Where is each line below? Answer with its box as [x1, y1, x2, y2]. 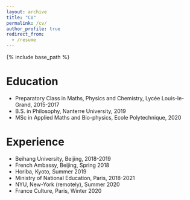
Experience [6, 135, 65, 149]
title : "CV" [6, 15, 36, 21]
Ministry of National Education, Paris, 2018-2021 [14, 174, 135, 181]
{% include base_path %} [6, 54, 70, 60]
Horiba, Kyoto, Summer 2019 [14, 167, 87, 175]
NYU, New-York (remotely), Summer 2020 [14, 181, 120, 188]
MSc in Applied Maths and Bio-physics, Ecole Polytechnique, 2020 [14, 114, 182, 121]
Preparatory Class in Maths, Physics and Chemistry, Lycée [14, 94, 160, 102]
